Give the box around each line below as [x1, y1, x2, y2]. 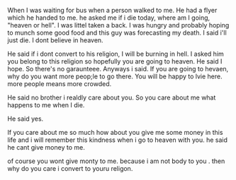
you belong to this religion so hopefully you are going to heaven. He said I [7, 57, 223, 66]
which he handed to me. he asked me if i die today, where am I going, [7, 13, 210, 22]
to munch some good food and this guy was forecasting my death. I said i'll [7, 28, 227, 37]
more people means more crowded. [7, 80, 112, 88]
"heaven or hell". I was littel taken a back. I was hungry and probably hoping [7, 21, 230, 29]
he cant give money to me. [7, 143, 85, 151]
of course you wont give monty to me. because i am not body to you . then [7, 157, 225, 165]
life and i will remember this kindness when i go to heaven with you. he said [7, 136, 228, 144]
